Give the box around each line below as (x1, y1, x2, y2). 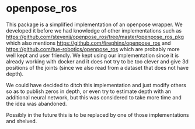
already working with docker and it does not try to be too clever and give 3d (6, 58, 189, 65)
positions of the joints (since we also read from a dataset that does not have (6, 64, 189, 71)
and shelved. (6, 117, 37, 124)
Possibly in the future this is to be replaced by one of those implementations (6, 111, 189, 118)
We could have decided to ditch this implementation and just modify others (6, 81, 187, 88)
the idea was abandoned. (6, 100, 67, 107)
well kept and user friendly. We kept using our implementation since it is (6, 52, 179, 59)
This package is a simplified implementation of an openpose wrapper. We (6, 21, 183, 28)
